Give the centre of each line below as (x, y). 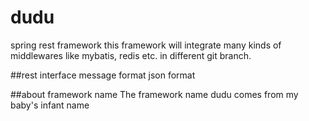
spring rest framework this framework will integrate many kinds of (146, 45)
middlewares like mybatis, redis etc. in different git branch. (131, 55)
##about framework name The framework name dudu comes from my (154, 94)
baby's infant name (50, 105)
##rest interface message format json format (103, 75)
